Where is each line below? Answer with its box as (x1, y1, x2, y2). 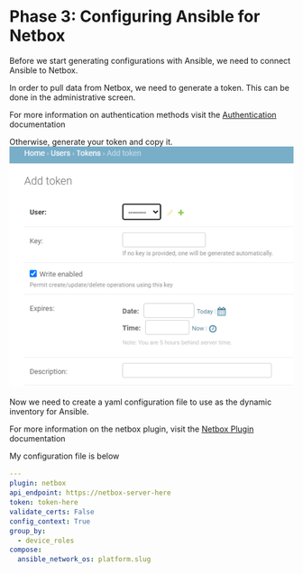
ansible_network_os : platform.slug (17, 555, 151, 564)
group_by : (9, 526, 47, 535)
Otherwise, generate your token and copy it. (9, 136, 173, 147)
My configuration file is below (9, 450, 120, 461)
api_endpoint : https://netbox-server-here (9, 488, 171, 497)
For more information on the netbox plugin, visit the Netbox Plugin (9, 423, 254, 434)
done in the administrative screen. (9, 92, 136, 103)
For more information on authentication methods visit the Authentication (9, 109, 277, 120)
